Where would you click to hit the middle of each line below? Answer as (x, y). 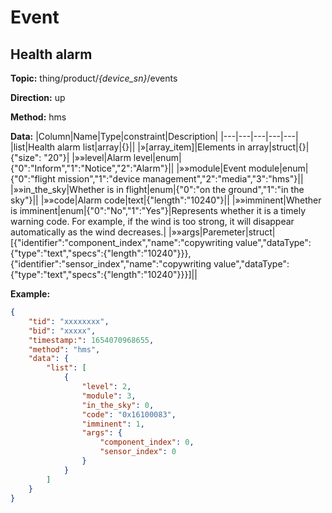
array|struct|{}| (278, 147)
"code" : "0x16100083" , (129, 414)
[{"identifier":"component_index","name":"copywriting (121, 242)
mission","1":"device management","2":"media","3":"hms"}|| (180, 179)
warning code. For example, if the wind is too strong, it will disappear (152, 221)
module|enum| (278, 168)
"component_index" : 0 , (147, 442)
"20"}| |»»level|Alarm (87, 157)
